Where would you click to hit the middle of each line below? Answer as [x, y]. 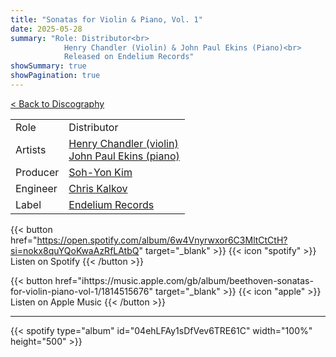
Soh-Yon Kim [100, 172]
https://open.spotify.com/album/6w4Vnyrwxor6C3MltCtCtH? [162, 240]
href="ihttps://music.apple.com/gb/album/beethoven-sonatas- [184, 280]
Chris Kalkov [98, 188]
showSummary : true [48, 66]
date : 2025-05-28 [46, 29]
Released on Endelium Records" [129, 57]
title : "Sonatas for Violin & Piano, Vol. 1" [106, 19]
